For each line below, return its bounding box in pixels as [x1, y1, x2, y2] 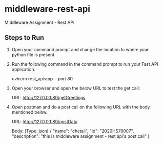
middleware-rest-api [4, 3, 91, 15]
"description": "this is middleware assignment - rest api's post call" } [11, 133, 150, 139]
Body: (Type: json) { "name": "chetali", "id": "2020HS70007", [11, 128, 134, 134]
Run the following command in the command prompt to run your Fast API [11, 61, 159, 67]
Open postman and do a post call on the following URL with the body [11, 104, 150, 110]
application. [11, 66, 36, 72]
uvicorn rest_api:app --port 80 [11, 75, 73, 81]
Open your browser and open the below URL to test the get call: [11, 85, 140, 91]
